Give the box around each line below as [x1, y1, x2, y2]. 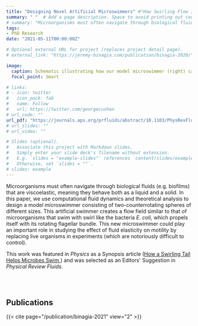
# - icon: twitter [6, 90, 51, 96]
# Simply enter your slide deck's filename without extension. [6, 150, 170, 156]
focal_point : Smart [11, 74, 60, 80]
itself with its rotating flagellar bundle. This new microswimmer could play [6, 220, 185, 227]
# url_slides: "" [6, 123, 49, 129]
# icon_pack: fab [6, 96, 54, 101]
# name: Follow [6, 101, 49, 107]
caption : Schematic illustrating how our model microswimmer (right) [11, 68, 186, 74]
